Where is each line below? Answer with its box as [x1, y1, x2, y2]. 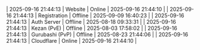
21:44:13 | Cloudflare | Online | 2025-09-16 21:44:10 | [6, 37, 137, 44]
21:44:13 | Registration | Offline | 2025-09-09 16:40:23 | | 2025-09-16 [13, 12, 184, 19]
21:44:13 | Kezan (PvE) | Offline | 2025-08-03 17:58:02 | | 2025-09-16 [6, 24, 177, 32]
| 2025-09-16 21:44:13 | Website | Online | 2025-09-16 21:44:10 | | [6, 6, 169, 12]
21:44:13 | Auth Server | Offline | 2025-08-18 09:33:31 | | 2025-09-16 [6, 18, 176, 25]
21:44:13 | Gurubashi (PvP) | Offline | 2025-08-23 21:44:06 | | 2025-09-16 [6, 31, 189, 38]
